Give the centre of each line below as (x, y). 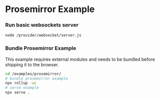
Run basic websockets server (42, 25)
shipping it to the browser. (32, 64)
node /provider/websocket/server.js (43, 35)
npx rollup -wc (21, 83)
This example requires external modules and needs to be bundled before (80, 59)
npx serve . (17, 92)
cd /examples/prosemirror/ (33, 74)
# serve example (22, 88)
